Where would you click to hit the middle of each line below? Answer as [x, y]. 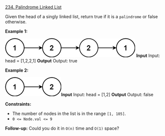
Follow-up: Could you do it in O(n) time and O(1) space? [62, 128]
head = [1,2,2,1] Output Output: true [41, 61]
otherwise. [16, 22]
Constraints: [18, 104]
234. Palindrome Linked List [33, 7]
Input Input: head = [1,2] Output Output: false [107, 95]
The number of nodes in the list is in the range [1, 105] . [69, 113]
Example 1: [16, 31]
